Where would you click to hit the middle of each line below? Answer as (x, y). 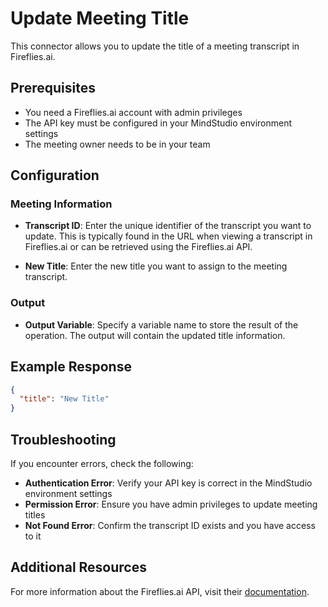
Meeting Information (61, 204)
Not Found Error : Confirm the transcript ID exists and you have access (170, 525)
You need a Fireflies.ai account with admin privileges (133, 112)
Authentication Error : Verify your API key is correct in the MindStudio (168, 483)
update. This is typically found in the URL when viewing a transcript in (168, 236)
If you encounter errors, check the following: (102, 463)
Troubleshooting (63, 439)
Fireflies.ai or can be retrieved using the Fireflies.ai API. (138, 247)
